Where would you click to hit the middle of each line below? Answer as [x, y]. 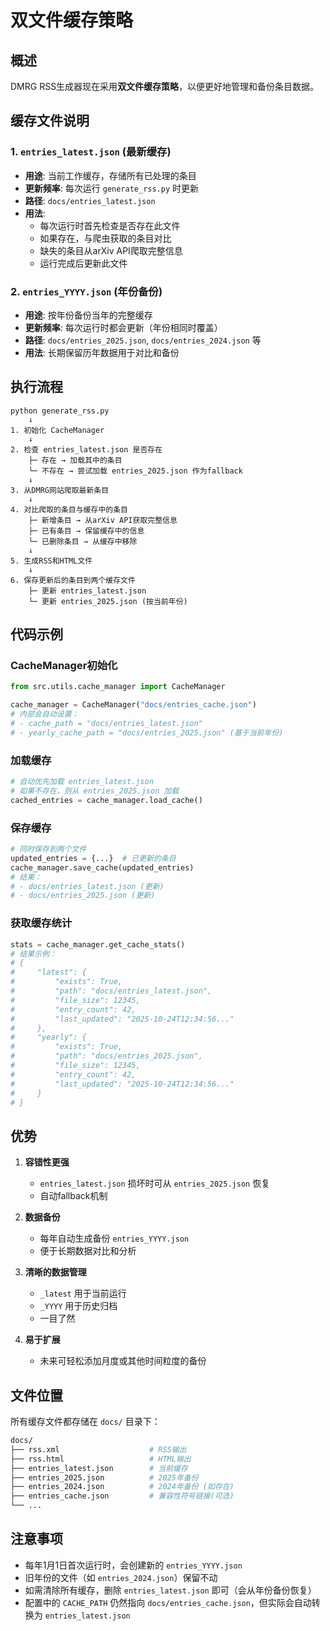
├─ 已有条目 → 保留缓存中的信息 [86, 531]
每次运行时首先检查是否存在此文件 [110, 225]
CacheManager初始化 [64, 666]
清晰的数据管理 [55, 1272]
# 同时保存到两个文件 [48, 849]
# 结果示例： [33, 954]
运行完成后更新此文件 [83, 263]
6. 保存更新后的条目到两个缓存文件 [73, 580]
